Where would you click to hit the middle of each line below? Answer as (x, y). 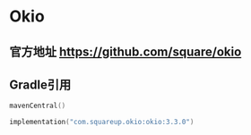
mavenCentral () (38, 106)
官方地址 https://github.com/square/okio (125, 51)
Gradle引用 (40, 84)
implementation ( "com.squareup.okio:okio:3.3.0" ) (102, 122)
